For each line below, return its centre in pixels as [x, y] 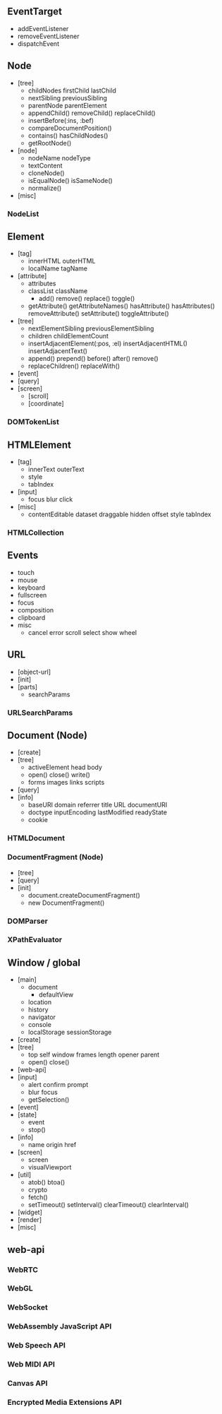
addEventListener [43, 28]
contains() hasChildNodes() [68, 135]
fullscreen [32, 595]
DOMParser [27, 921]
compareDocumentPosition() [70, 128]
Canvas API [27, 1384]
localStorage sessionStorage [70, 1032]
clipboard [31, 617]
